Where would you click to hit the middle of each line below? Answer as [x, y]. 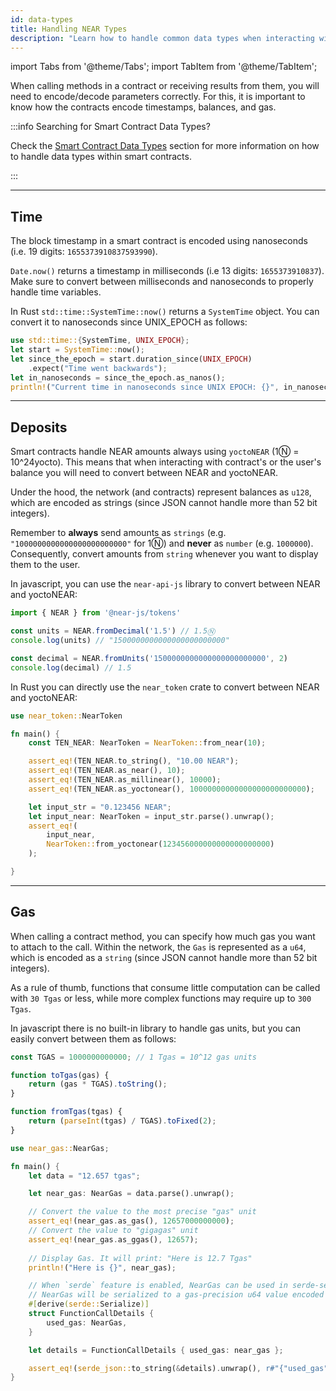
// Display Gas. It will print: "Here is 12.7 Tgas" [140, 1258]
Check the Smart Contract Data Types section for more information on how [165, 146]
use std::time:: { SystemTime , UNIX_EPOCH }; [100, 341]
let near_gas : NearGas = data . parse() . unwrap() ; [131, 1194]
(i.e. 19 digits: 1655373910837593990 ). [84, 252]
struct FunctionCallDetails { [91, 1314]
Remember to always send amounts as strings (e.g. [118, 533]
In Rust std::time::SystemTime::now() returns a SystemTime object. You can [165, 312]
